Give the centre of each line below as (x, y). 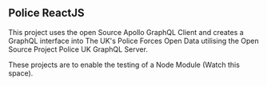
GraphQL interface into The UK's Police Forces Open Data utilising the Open (133, 41)
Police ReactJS (47, 13)
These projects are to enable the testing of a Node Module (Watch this (124, 64)
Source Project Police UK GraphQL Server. (78, 49)
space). (21, 73)
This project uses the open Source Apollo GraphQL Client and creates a (126, 32)
